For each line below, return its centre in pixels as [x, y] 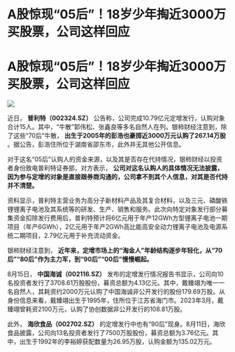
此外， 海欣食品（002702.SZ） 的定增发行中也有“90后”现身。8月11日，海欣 [116, 324]
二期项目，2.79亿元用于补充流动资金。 [69, 236]
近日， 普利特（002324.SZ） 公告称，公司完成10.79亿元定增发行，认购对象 [116, 118]
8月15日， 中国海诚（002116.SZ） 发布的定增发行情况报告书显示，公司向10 [115, 274]
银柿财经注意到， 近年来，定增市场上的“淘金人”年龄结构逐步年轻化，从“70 [115, 250]
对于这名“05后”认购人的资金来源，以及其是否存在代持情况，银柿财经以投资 [115, 159]
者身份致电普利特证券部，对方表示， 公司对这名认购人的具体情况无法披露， [115, 168]
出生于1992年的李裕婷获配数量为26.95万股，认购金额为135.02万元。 [117, 341]
